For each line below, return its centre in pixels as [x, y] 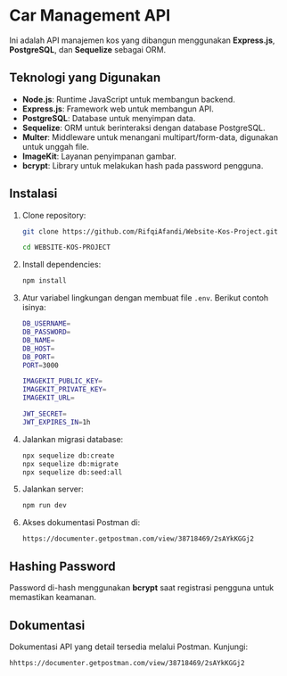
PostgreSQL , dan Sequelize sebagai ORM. [88, 49]
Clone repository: [54, 215]
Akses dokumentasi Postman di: [81, 523]
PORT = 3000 [41, 365]
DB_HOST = [38, 349]
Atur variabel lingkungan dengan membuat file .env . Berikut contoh [145, 298]
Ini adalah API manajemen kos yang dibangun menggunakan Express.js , [142, 40]
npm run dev [44, 506]
